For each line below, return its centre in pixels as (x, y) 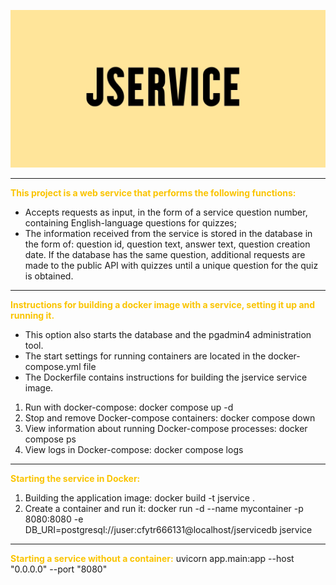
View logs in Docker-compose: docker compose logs (134, 449)
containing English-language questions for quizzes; (130, 223)
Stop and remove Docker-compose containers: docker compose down (170, 418)
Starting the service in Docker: (75, 478)
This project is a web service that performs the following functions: (153, 193)
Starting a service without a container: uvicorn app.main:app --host (152, 558)
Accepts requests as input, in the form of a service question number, (166, 212)
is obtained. (49, 276)
